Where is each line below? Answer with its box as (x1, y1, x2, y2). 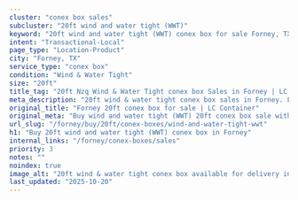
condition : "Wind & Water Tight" (9, 71, 133, 80)
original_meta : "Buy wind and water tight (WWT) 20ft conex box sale (9, 112, 272, 120)
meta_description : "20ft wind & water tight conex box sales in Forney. (9, 95, 284, 104)
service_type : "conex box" (9, 63, 109, 72)
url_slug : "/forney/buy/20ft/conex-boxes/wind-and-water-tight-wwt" (9, 120, 268, 129)
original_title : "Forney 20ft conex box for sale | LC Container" (9, 104, 260, 112)
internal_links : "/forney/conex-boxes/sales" (9, 136, 180, 145)
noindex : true (9, 161, 62, 170)
